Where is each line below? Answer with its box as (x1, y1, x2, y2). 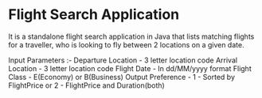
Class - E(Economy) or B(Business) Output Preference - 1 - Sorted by (8, 72, 235, 81)
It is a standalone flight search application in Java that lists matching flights (8, 32, 255, 41)
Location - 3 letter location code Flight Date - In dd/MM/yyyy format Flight (8, 63, 252, 73)
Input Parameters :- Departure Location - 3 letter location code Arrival (8, 55, 237, 65)
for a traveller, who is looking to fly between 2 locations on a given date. (8, 40, 244, 49)
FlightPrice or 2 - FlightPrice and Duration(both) (8, 81, 165, 90)
